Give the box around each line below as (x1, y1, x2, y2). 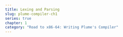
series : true (5, 16, 32, 21)
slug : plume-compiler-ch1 (5, 12, 57, 16)
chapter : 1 (5, 20, 27, 25)
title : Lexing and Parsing (5, 7, 60, 12)
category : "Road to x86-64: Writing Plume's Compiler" (5, 25, 119, 30)
